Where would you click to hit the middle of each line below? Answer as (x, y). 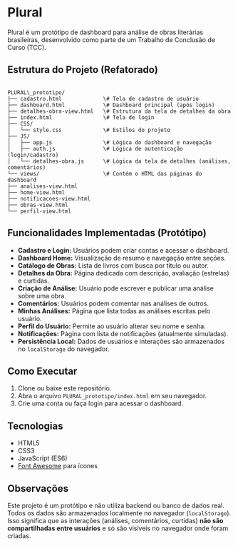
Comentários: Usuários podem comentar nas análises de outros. (113, 303)
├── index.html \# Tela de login (81, 117)
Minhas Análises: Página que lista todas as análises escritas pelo (114, 310)
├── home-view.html (36, 192)
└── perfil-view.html (40, 211)
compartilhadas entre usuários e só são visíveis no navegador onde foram (118, 528)
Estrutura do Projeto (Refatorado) (83, 70)
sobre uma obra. (42, 295)
